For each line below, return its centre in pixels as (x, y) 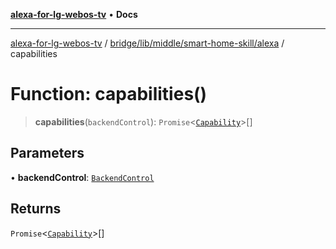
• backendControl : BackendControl (82, 177)
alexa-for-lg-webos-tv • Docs (74, 14)
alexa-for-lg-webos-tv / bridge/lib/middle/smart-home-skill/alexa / (147, 43)
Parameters (47, 153)
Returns (36, 209)
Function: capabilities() (109, 94)
